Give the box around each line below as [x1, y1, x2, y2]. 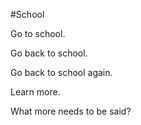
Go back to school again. [10, 67, 113, 78]
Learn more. [10, 86, 61, 98]
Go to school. [10, 28, 66, 39]
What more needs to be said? [10, 105, 132, 117]
